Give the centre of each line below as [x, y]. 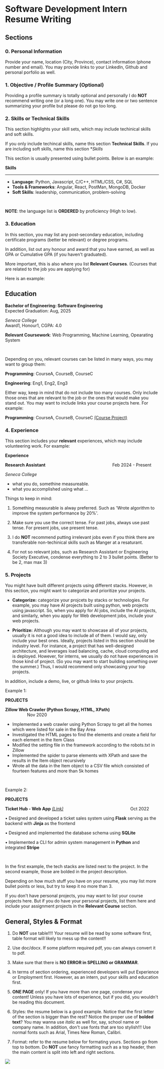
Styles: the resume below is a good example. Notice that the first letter [83, 1011]
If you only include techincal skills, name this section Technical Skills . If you [82, 144]
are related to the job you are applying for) [48, 269]
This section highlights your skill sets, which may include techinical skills [78, 129]
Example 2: [16, 790]
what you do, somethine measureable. [51, 484]
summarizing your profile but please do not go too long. [61, 106]
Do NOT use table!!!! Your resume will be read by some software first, [82, 933]
